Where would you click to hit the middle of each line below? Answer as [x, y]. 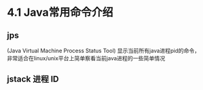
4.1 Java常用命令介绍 [60, 12]
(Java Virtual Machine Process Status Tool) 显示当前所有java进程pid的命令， [103, 50]
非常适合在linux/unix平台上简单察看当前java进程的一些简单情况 [86, 58]
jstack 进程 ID [33, 79]
